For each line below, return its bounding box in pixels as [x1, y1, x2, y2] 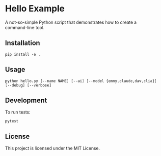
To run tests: [5, 109, 30, 115]
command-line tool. [5, 24, 45, 30]
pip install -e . [5, 52, 41, 57]
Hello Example [5, 3, 65, 14]
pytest [5, 119, 19, 124]
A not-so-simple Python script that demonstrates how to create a [5, 19, 137, 25]
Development [5, 96, 48, 104]
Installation [5, 39, 40, 47]
